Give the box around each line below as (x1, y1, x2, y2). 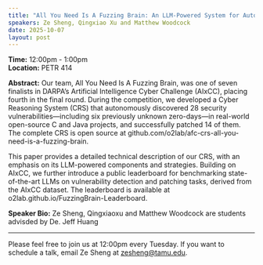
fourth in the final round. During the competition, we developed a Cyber (8, 95, 239, 104)
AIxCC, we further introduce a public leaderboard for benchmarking (8, 169, 227, 178)
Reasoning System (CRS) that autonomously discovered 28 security (8, 103, 227, 113)
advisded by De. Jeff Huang (8, 217, 99, 227)
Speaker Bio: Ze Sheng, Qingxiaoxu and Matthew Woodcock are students (8, 209, 247, 218)
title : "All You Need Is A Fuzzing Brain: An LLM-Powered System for (8, 11, 240, 20)
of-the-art (8, 177, 41, 187)
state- (228, 169, 248, 178)
